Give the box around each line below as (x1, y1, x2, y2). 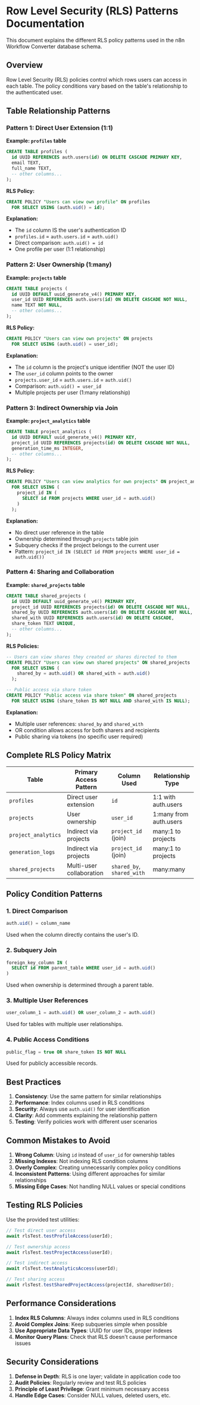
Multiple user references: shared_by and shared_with (14, 720, 144, 728)
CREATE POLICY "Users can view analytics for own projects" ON (6, 478, 167, 485)
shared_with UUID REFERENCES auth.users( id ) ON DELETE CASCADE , (11, 615, 174, 621)
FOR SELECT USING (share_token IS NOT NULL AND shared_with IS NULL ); (11, 698, 190, 704)
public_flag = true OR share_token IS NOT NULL (6, 1049, 127, 1055)
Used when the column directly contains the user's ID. (6, 931, 139, 938)
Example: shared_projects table (6, 581, 85, 588)
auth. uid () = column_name (6, 921, 70, 927)
